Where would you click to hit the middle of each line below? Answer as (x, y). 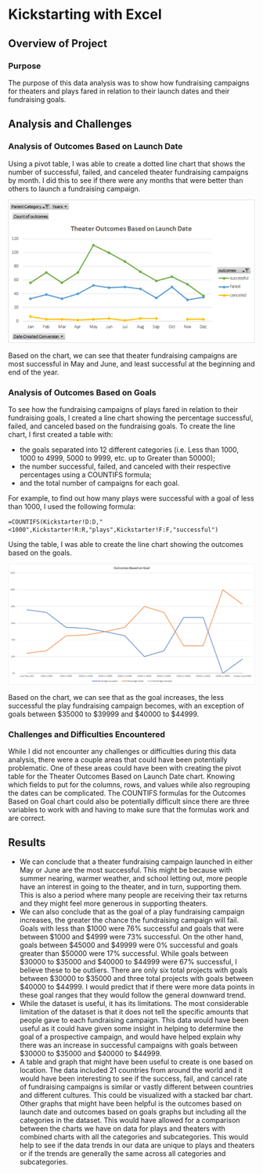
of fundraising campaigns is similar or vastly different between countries (136, 1086)
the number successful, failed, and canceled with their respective (125, 467)
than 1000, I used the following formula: (72, 507)
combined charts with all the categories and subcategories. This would (134, 1136)
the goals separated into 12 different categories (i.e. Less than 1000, (129, 450)
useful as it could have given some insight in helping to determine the (131, 1028)
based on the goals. (40, 553)
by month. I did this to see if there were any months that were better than (126, 180)
